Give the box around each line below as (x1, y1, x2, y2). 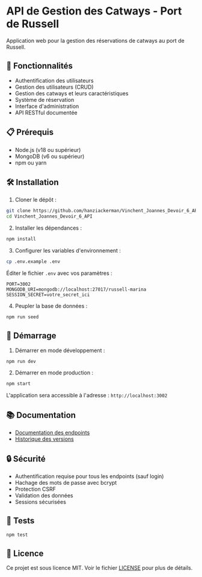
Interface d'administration (14, 102, 79, 110)
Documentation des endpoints (14, 429, 90, 437)
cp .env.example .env (6, 259, 61, 265)
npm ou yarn (14, 159, 47, 166)
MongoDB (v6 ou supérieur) (14, 153, 85, 160)
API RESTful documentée (14, 109, 78, 116)
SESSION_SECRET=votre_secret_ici (6, 291, 90, 298)
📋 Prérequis (6, 127, 54, 137)
